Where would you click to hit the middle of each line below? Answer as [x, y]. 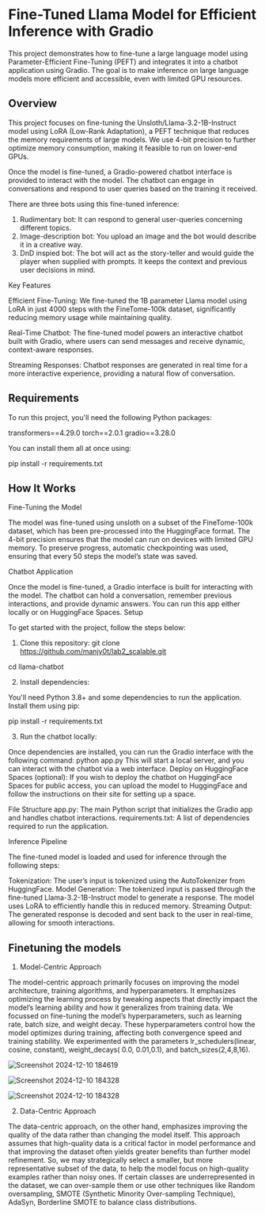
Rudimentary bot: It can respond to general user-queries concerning [131, 219]
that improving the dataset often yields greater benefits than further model [129, 1152]
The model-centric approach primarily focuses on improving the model [124, 982]
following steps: [34, 865]
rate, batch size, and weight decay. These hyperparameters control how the [132, 1025]
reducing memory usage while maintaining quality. [90, 317]
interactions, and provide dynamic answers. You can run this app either [124, 604]
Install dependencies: [55, 682]
